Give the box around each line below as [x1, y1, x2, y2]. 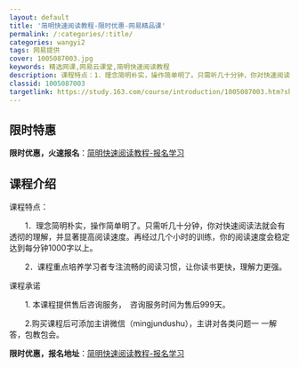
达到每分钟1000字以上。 [9, 243, 98, 253]
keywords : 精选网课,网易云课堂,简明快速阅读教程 [9, 63, 171, 72]
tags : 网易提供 [9, 46, 61, 55]
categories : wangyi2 [9, 37, 86, 47]
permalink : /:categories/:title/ [9, 29, 133, 38]
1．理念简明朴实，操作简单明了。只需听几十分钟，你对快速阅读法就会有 [24, 220, 286, 231]
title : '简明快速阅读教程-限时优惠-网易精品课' [9, 21, 166, 30]
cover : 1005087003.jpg [9, 54, 93, 63]
